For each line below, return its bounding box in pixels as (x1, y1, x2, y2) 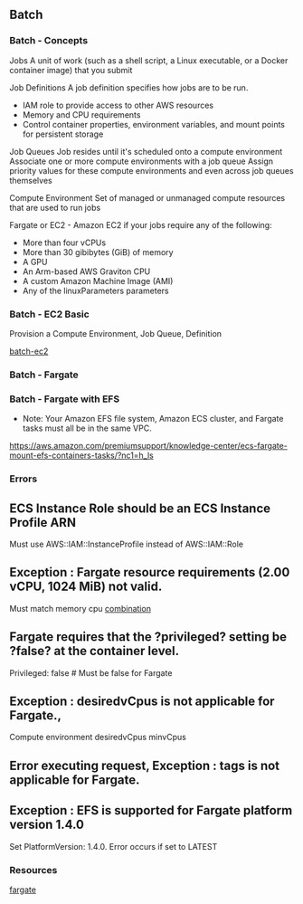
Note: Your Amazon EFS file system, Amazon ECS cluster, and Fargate (22, 414, 284, 424)
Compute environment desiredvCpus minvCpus (9, 732, 187, 743)
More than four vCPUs (22, 237, 107, 248)
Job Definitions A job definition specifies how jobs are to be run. (9, 81, 249, 93)
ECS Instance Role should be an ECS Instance (9, 500, 271, 516)
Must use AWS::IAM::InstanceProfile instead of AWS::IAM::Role (9, 538, 244, 549)
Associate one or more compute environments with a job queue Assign (9, 156, 274, 167)
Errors (9, 472, 38, 485)
